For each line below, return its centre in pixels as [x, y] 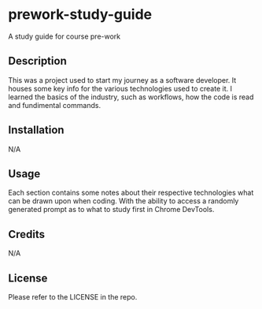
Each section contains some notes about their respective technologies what [131, 193]
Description [37, 61]
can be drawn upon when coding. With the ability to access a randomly [124, 201]
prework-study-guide [80, 15]
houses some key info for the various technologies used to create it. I [120, 88]
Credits [27, 234]
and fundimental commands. [54, 105]
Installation [36, 130]
